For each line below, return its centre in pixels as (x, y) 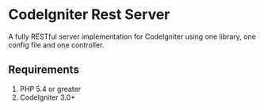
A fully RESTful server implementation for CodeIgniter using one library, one (132, 36)
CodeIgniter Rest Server (89, 15)
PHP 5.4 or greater (50, 89)
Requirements (44, 70)
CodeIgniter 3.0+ (48, 97)
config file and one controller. (56, 44)
